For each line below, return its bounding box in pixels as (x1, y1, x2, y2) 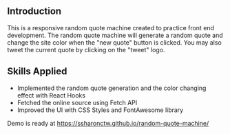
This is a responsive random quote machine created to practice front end (7, 23, 215, 32)
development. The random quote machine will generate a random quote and (7, 31, 224, 39)
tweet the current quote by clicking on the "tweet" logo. (7, 45, 165, 54)
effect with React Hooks (17, 91, 86, 99)
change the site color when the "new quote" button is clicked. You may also (7, 38, 222, 47)
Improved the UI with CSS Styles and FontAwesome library (17, 106, 184, 114)
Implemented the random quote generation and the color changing (17, 84, 207, 92)
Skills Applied (7, 65, 67, 78)
